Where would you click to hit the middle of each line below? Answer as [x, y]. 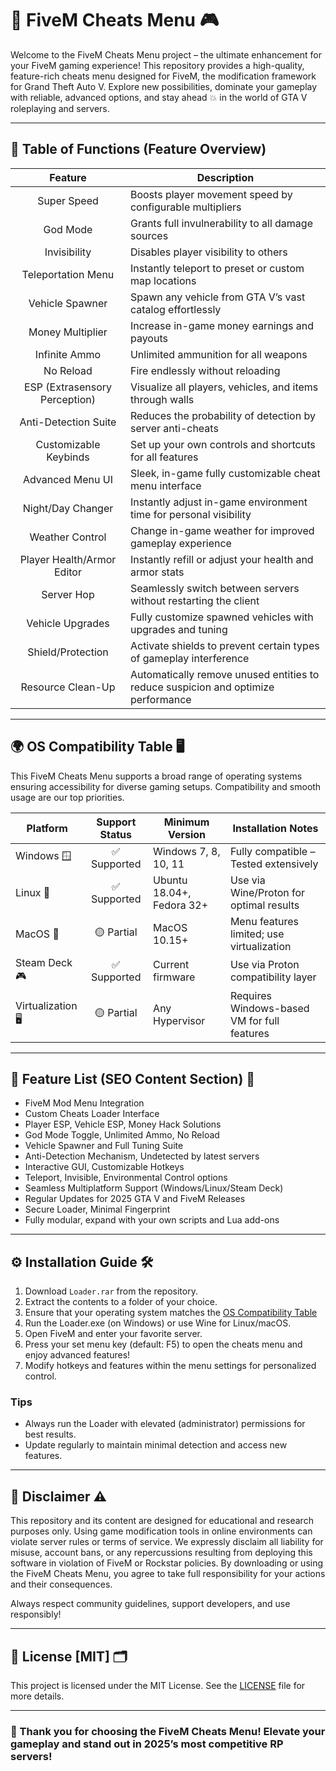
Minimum [186, 822]
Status [115, 834]
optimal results [264, 905]
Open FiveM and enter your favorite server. [113, 1334]
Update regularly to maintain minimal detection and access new [156, 1445]
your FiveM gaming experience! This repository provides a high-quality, [157, 65]
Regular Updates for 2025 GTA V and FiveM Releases [135, 1199]
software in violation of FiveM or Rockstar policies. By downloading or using [167, 1563]
